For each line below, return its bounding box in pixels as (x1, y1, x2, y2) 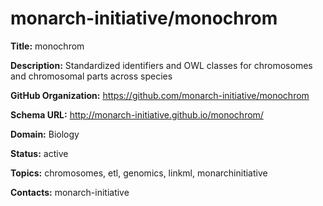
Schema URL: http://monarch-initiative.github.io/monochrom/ (10, 108, 264, 121)
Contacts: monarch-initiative (10, 186, 130, 198)
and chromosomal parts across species (10, 70, 173, 82)
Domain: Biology (10, 128, 80, 140)
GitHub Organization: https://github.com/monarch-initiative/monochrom (10, 89, 310, 101)
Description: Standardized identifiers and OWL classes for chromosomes (10, 59, 313, 71)
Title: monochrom (10, 40, 85, 52)
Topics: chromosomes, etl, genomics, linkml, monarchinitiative (10, 167, 268, 179)
